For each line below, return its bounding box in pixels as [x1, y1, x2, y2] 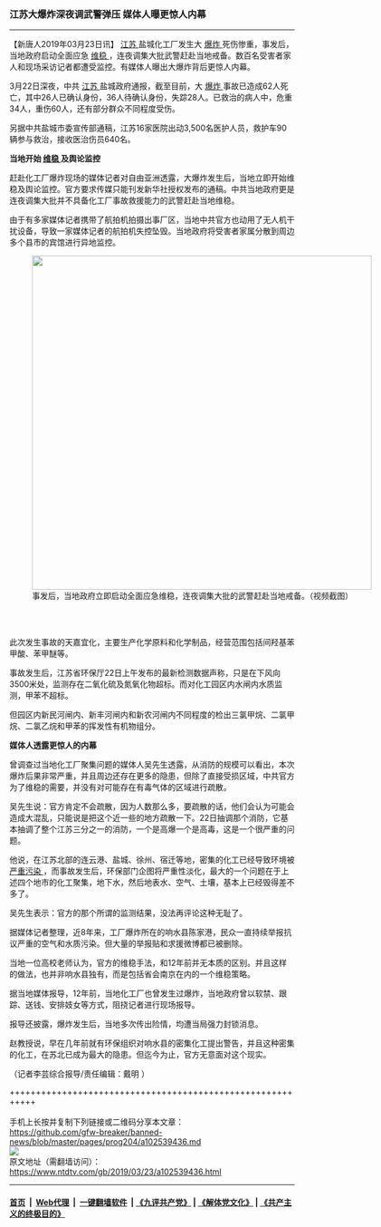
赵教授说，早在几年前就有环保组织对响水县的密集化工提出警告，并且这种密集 [9, 1038, 295, 1048]
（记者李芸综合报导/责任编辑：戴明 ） [9, 1068, 149, 1079]
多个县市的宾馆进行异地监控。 [9, 237, 120, 248]
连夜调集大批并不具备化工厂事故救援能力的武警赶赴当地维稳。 [9, 195, 240, 206]
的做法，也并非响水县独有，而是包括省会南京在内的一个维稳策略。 [9, 969, 255, 980]
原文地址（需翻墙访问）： [9, 1156, 101, 1167]
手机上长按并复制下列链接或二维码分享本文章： [9, 1116, 184, 1127]
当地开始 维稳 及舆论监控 [9, 153, 101, 164]
